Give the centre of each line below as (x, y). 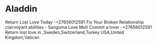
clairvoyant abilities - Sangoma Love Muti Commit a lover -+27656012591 (78, 27)
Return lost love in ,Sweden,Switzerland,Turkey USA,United (65, 32)
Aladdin (21, 9)
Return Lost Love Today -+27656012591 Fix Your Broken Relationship (75, 22)
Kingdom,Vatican (22, 37)
